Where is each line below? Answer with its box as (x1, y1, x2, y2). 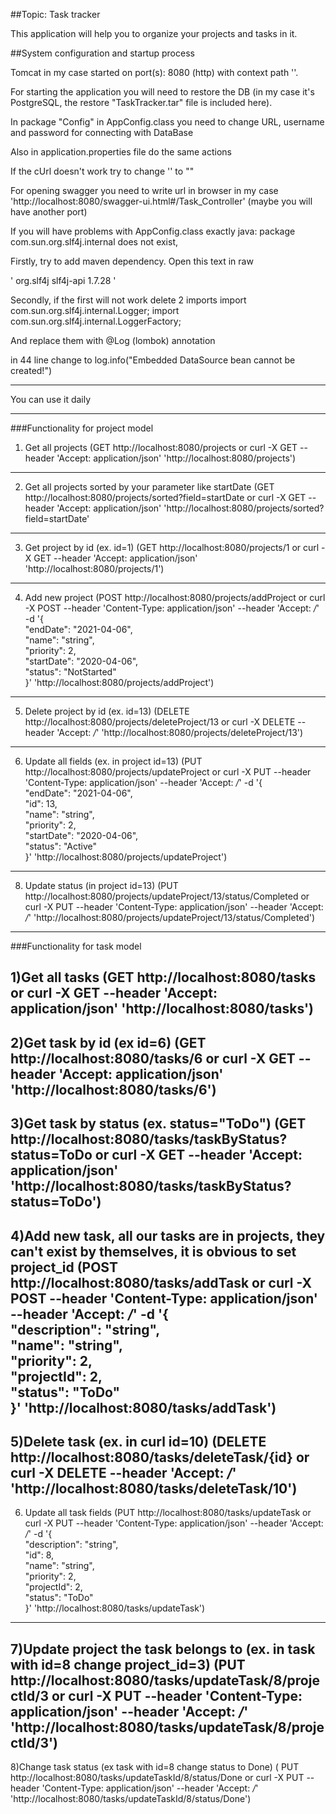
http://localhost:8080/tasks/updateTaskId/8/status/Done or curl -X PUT (10, 1772, 305, 1784)
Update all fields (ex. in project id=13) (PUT (24, 755, 203, 767)
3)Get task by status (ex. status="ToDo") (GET (10, 1115, 307, 1133)
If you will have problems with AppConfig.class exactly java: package (10, 225, 296, 237)
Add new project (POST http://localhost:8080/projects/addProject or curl (24, 592, 326, 603)
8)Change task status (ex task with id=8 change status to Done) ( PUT (10, 1761, 300, 1773)
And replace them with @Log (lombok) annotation (10, 335, 216, 346)
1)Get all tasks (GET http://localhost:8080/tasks (10, 969, 317, 986)
